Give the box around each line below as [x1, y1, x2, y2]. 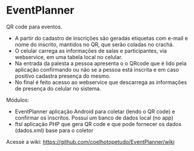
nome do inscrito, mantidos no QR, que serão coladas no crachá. [14, 41, 174, 48]
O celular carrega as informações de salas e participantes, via [14, 47, 167, 54]
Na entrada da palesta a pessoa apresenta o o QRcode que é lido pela [14, 60, 187, 67]
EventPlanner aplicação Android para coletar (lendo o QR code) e [14, 108, 176, 115]
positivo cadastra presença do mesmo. [14, 72, 111, 79]
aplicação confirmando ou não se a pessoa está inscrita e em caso [14, 66, 180, 73]
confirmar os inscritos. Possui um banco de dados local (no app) [14, 114, 174, 121]
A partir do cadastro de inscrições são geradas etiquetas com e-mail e [14, 34, 189, 41]
